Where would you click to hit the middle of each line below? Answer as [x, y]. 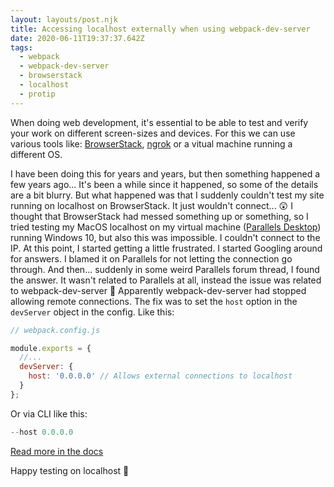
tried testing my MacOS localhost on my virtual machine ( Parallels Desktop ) [166, 227]
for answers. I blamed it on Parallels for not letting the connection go [151, 258]
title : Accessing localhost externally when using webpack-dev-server [160, 29]
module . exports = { [51, 348]
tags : [21, 47]
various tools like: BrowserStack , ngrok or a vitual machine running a [151, 143]
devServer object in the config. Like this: [92, 312]
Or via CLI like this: [49, 413]
